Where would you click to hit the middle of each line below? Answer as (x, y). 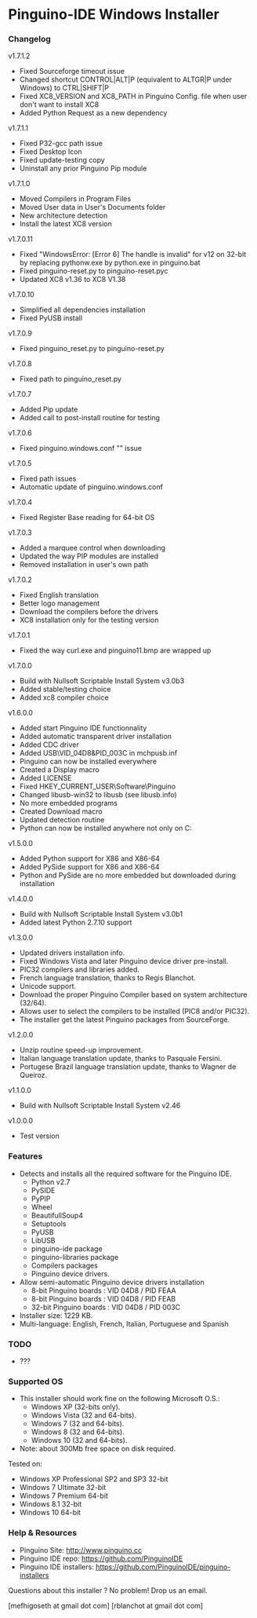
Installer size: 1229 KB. (56, 1315)
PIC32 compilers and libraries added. (79, 970)
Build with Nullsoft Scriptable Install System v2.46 (100, 1106)
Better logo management (60, 603)
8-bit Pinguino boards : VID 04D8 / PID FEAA (103, 1290)
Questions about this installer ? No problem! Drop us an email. (108, 1590)
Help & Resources (42, 1533)
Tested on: (25, 1464)
